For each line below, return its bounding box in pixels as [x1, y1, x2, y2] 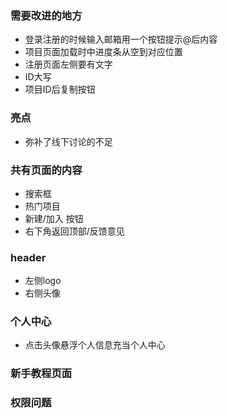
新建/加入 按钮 [24, 212, 84, 224]
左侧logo [24, 275, 62, 287]
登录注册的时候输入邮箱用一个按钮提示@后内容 [24, 33, 218, 46]
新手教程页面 [10, 367, 73, 381]
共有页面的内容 [10, 163, 83, 177]
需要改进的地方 [10, 8, 83, 22]
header [10, 250, 47, 264]
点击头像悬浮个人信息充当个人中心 [24, 339, 166, 351]
